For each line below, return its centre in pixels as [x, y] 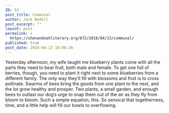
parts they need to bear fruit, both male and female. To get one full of [77, 67]
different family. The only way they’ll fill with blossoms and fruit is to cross [82, 78]
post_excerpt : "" [23, 24]
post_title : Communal [28, 15]
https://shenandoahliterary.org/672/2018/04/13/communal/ [72, 39]
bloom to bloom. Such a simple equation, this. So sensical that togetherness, [85, 100]
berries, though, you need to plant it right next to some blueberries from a [82, 73]
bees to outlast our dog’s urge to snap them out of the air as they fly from [81, 94]
